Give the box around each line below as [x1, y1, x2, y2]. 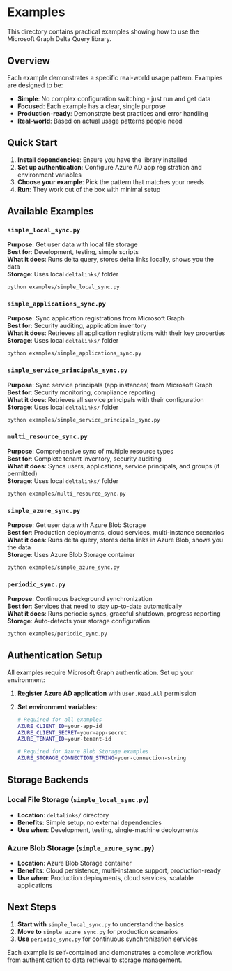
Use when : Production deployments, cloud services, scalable [17, 874, 194, 882]
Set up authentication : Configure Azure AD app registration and [17, 163, 202, 171]
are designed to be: [7, 81, 63, 89]
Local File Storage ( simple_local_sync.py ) [7, 795, 150, 805]
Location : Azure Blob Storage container [17, 859, 132, 868]
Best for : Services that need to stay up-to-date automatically [7, 602, 183, 611]
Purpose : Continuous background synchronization [7, 595, 153, 603]
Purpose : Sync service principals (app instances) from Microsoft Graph [7, 380, 213, 389]
